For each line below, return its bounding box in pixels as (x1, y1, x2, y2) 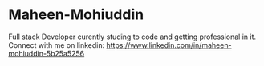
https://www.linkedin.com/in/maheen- (106, 40, 232, 49)
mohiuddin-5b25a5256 (8, 49, 85, 58)
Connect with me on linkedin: (8, 40, 105, 49)
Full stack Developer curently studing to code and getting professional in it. (8, 32, 257, 41)
